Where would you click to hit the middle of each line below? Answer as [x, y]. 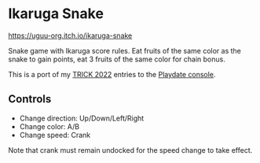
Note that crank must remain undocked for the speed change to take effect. [130, 150]
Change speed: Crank [55, 135]
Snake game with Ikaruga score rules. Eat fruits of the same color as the [125, 50]
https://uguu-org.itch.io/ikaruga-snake [70, 35]
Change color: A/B [49, 126]
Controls [30, 99]
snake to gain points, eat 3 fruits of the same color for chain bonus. [117, 59]
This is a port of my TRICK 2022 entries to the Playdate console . [112, 74]
